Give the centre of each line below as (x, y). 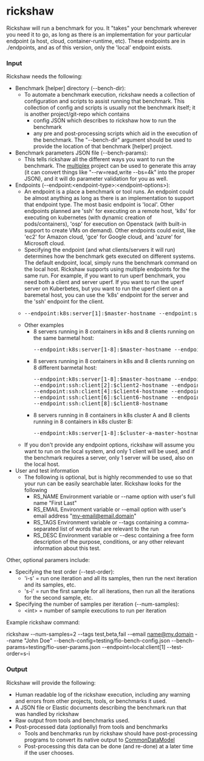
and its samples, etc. (50, 585)
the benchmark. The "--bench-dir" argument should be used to (113, 140)
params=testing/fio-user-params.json (53, 647)
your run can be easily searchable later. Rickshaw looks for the (103, 484)
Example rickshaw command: (43, 622)
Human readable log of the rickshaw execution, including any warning (103, 694)
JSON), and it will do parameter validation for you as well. (96, 179)
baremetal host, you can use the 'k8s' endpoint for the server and (106, 295)
